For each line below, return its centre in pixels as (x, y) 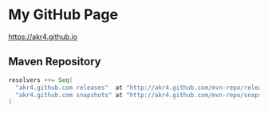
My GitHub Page (63, 15)
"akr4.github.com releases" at (69, 88)
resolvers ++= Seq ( (41, 80)
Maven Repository (55, 62)
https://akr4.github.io (43, 37)
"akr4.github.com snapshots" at (69, 95)
